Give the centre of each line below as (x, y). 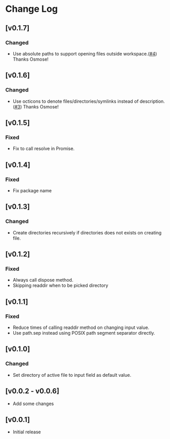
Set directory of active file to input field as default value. (72, 375)
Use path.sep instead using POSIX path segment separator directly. (84, 333)
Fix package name (32, 190)
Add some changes (33, 404)
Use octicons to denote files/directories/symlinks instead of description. (89, 101)
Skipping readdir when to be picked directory (60, 285)
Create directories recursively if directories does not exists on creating (87, 232)
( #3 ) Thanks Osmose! (36, 106)
